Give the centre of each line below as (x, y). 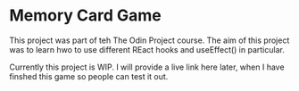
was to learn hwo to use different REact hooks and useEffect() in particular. (147, 49)
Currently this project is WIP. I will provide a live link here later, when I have (147, 67)
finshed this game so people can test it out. (89, 76)
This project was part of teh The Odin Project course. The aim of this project (149, 40)
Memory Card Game (86, 16)
